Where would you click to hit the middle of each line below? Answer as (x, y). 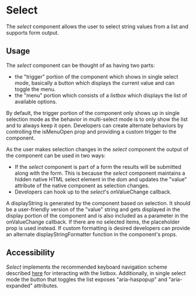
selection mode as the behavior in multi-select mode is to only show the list (97, 119)
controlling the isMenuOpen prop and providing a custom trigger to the (91, 131)
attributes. (46, 286)
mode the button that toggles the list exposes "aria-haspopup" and (87, 279)
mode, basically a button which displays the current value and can (94, 83)
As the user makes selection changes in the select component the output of (97, 149)
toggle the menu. (35, 89)
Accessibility (30, 253)
